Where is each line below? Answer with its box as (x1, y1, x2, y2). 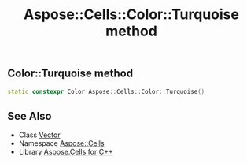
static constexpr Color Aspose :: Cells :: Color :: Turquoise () (7, 88, 205, 95)
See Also (7, 109, 52, 123)
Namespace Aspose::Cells (18, 139, 105, 148)
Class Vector (18, 130, 61, 140)
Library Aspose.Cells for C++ (18, 147, 113, 157)
